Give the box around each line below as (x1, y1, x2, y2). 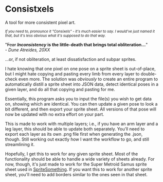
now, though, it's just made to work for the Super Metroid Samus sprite (5, 161, 147, 167)
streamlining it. (5, 141, 35, 147)
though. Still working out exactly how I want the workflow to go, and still (5, 136, 149, 142)
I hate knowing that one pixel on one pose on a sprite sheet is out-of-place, (5, 66, 156, 72)
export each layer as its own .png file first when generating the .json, (5, 131, 143, 137)
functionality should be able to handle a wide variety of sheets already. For (5, 156, 155, 162)
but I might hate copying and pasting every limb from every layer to (5, 71, 140, 76)
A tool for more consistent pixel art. (5, 19, 76, 25)
